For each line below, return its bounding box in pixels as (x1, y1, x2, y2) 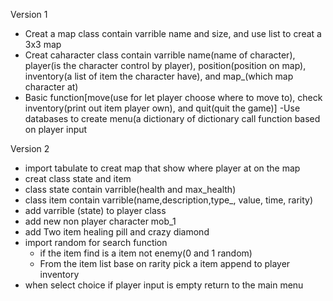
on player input (24, 124, 88, 135)
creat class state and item (24, 173, 132, 184)
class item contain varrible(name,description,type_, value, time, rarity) (24, 194, 314, 206)
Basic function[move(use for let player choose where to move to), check (24, 92, 323, 103)
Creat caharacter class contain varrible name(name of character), (24, 49, 296, 61)
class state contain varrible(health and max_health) (24, 184, 237, 195)
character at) (24, 81, 79, 93)
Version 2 (10, 143, 50, 154)
